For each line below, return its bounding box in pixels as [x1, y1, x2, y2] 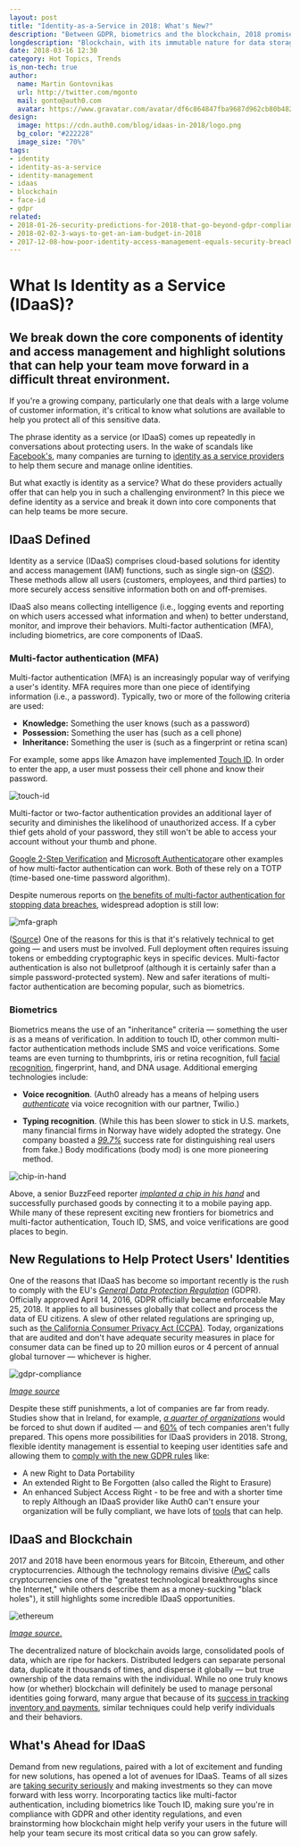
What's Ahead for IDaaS [9, 1737, 146, 1752]
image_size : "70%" [17, 137, 87, 146]
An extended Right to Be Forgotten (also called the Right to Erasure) [21, 1477, 272, 1488]
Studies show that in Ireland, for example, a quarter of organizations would [9, 1412, 286, 1424]
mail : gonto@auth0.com [17, 96, 102, 105]
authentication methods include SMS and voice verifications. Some [32, 1043, 280, 1053]
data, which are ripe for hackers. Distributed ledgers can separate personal [9, 1655, 286, 1666]
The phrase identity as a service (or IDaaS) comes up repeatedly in [9, 432, 256, 443]
